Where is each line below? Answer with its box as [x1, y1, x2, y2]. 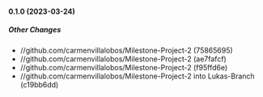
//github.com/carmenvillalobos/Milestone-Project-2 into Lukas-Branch [19, 71, 255, 81]
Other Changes [8, 25, 62, 35]
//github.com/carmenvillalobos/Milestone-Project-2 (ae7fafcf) [19, 53, 227, 64]
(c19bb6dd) [19, 79, 59, 89]
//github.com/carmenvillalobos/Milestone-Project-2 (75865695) [19, 45, 233, 55]
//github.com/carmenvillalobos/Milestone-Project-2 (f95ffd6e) [19, 62, 228, 72]
